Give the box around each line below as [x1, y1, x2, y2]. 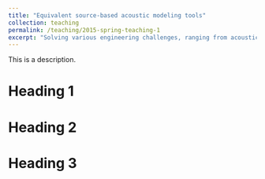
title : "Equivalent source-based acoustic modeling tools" [8, 11, 207, 20]
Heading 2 [8, 119, 77, 136]
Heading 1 [8, 82, 75, 100]
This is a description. [8, 55, 77, 64]
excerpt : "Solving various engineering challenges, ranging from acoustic [8, 33, 259, 42]
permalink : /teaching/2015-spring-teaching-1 [8, 26, 160, 34]
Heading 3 [8, 154, 77, 172]
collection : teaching [8, 19, 80, 27]
